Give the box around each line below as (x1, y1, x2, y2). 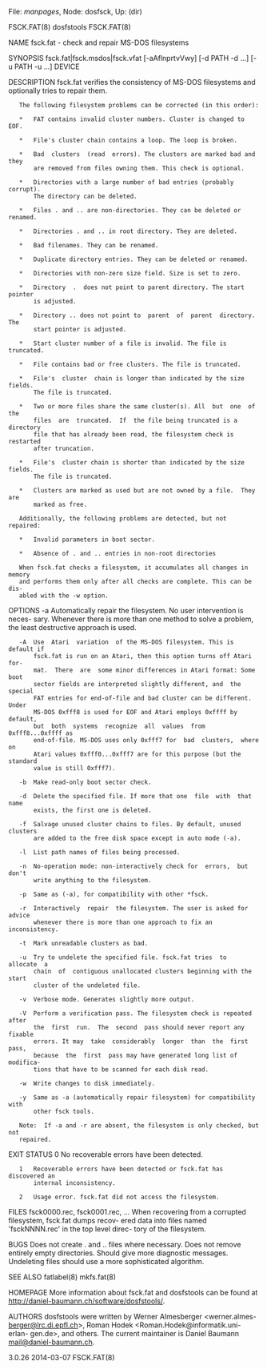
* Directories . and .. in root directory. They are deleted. (18, 227, 238, 235)
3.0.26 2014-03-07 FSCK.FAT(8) (8, 1353, 115, 1362)
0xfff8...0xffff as (8, 729, 74, 737)
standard (8, 757, 38, 765)
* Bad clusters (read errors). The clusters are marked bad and (18, 151, 256, 159)
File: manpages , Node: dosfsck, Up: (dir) (8, 7, 142, 16)
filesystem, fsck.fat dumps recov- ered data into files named (8, 1216, 207, 1225)
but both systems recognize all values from (33, 722, 205, 730)
